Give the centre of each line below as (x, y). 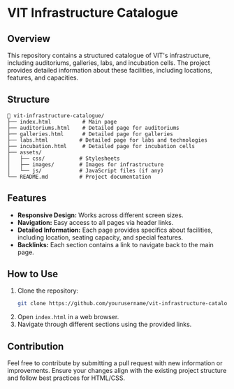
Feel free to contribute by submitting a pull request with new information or (115, 363)
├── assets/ (24, 152)
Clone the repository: (48, 291)
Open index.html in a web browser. (68, 317)
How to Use (33, 274)
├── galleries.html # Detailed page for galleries (90, 134)
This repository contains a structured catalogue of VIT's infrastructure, (109, 55)
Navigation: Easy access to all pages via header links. (95, 222)
